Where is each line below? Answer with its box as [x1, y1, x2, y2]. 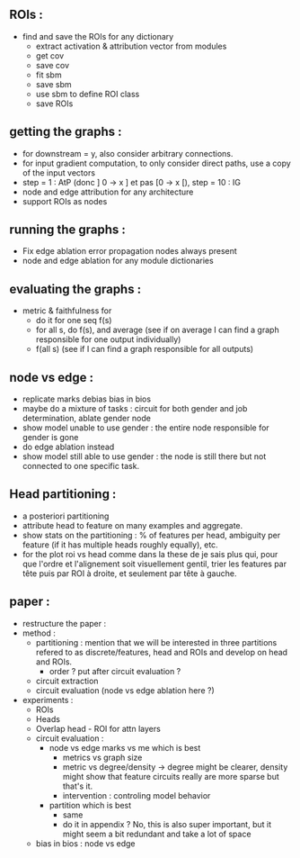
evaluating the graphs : [9, 281, 142, 296]
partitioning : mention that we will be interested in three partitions [35, 637, 278, 647]
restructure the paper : [22, 618, 107, 628]
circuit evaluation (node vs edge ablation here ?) [35, 684, 216, 696]
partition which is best [49, 799, 132, 810]
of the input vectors [22, 167, 96, 178]
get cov [35, 50, 65, 61]
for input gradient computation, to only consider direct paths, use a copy [22, 158, 292, 168]
